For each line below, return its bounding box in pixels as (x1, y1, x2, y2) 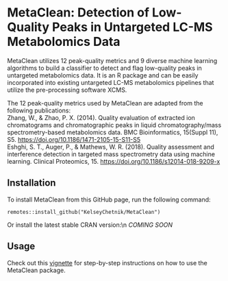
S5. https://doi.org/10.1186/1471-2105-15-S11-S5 (7, 135, 141, 143)
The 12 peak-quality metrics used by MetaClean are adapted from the (7, 99, 203, 107)
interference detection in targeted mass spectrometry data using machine (7, 149, 216, 158)
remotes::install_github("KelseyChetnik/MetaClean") (7, 208, 161, 215)
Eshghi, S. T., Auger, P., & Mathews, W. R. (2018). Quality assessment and (7, 143, 214, 151)
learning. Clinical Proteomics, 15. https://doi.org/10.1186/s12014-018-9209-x (7, 157, 220, 165)
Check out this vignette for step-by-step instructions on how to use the (7, 258, 207, 267)
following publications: (7, 106, 71, 114)
